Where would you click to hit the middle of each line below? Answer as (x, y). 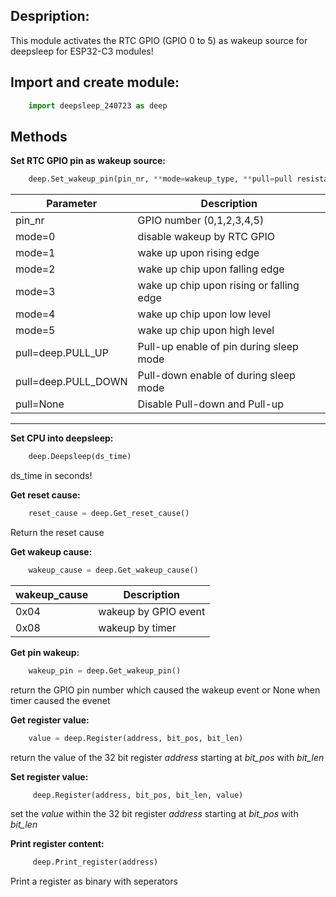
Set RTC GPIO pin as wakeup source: (88, 161)
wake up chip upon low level (204, 314)
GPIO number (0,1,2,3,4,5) (201, 221)
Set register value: (49, 776)
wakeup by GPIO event (152, 611)
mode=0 (35, 237)
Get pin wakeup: (45, 652)
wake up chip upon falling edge (211, 269)
